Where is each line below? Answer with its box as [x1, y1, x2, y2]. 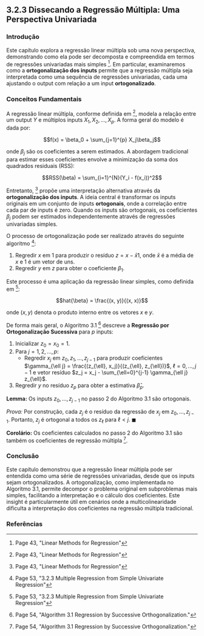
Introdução [6, 33, 39, 41]
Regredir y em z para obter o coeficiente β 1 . [15, 265, 124, 273]
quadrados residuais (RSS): [6, 162, 75, 169]
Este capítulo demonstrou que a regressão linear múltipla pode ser [6, 466, 173, 473]
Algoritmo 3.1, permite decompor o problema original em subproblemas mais [6, 485, 198, 492]
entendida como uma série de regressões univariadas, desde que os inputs [6, 472, 195, 480]
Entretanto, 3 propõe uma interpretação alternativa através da [6, 186, 161, 194]
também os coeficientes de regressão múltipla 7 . [6, 435, 128, 444]
